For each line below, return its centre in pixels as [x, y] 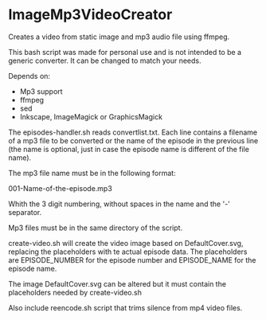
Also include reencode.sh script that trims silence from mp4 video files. [125, 307]
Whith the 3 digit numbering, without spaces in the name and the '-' [119, 204]
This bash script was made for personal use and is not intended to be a [125, 52]
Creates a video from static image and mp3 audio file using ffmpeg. [119, 37]
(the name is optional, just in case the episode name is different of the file [129, 149]
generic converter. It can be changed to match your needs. [105, 60]
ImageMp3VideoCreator [90, 15]
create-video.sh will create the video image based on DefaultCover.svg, [126, 243]
